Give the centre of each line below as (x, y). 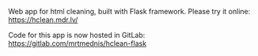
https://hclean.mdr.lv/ (43, 20)
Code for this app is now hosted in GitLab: (77, 35)
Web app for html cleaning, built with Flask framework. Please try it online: (129, 11)
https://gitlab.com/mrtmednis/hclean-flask (78, 43)
